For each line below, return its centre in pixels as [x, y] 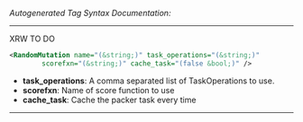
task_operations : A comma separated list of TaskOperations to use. [148, 81]
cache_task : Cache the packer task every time [109, 100]
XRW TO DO [32, 39]
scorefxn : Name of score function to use [98, 90]
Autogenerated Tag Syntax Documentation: [90, 13]
